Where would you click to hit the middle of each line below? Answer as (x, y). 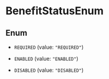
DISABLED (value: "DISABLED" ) (49, 70)
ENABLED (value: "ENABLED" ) (46, 59)
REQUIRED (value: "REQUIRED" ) (49, 47)
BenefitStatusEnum (55, 11)
